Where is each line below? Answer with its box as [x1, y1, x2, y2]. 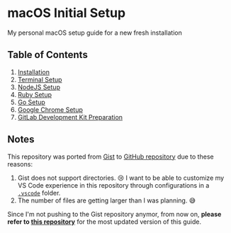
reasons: [7, 159, 33, 168]
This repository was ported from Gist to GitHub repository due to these [7, 152, 214, 161]
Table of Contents [7, 49, 89, 61]
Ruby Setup [17, 90, 52, 98]
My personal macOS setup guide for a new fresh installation [7, 28, 182, 37]
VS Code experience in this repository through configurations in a [17, 181, 210, 189]
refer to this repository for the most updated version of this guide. [7, 217, 202, 226]
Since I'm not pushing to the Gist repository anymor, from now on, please [7, 210, 222, 218]
